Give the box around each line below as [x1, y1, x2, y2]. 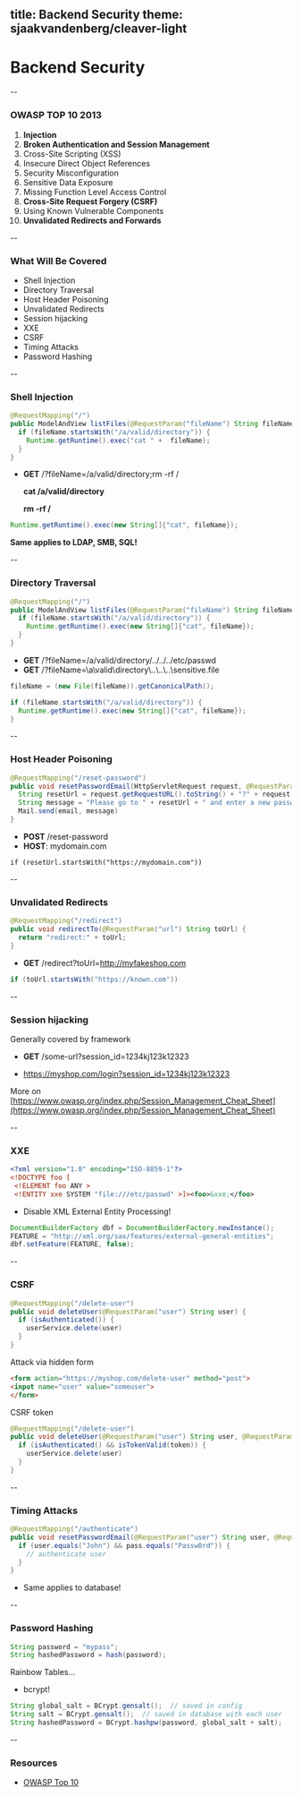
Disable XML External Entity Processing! [22, 1206, 171, 1217]
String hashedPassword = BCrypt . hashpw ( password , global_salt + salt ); [10, 1718, 282, 1727]
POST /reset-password [22, 831, 109, 842]
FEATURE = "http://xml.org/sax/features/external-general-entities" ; [10, 1231, 275, 1241]
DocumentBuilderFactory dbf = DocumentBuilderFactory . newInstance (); [10, 1223, 275, 1232]
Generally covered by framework [10, 1033, 131, 1044]
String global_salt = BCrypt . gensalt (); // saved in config [10, 1701, 243, 1711]
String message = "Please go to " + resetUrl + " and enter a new [18, 799, 271, 808]
